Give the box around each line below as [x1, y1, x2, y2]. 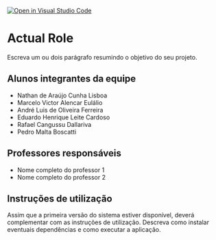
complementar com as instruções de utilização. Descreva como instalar [7, 218, 209, 226]
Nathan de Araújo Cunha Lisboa [16, 91, 108, 99]
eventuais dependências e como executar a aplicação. [7, 226, 161, 234]
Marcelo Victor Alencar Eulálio [16, 98, 103, 106]
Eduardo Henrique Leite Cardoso [16, 113, 110, 121]
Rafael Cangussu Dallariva [16, 120, 92, 128]
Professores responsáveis [7, 147, 121, 159]
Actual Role [7, 31, 74, 46]
